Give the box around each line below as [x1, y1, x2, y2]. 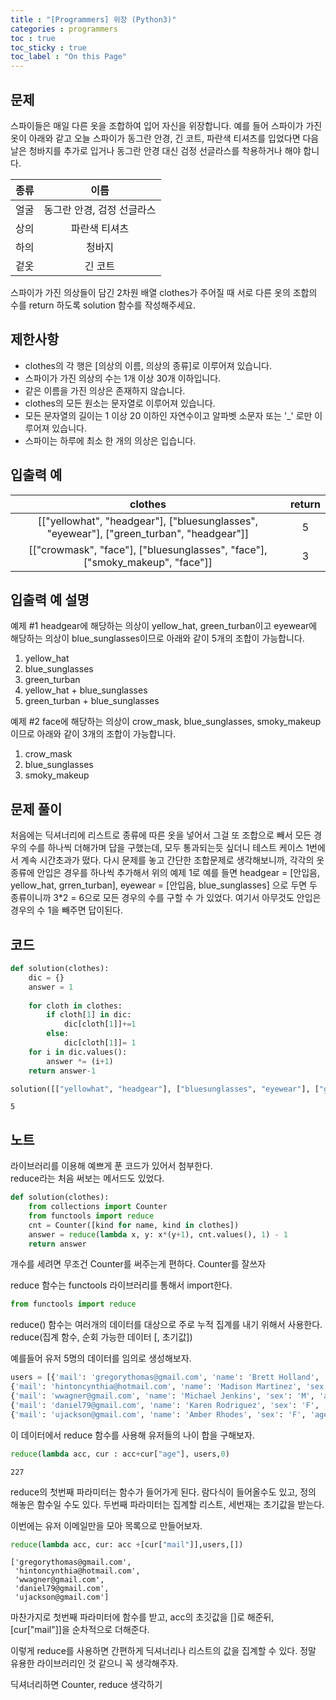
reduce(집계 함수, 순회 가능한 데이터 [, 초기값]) [10, 1331, 193, 1343]
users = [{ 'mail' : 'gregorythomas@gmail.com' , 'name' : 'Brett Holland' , [10, 1372, 320, 1383]
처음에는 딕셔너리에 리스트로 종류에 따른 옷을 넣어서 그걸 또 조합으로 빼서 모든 [10, 829, 312, 841]
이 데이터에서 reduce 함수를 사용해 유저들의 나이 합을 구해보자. [10, 1429, 255, 1441]
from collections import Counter [28, 1202, 168, 1212]
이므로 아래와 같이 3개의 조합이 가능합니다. [10, 728, 177, 740]
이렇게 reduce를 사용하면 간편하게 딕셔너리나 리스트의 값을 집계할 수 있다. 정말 [10, 1645, 317, 1657]
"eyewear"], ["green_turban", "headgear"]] [46, 526, 250, 540]
